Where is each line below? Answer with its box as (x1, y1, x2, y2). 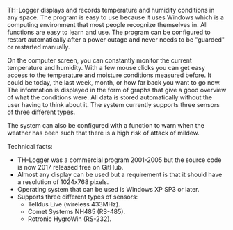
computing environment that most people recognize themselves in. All (7, 21, 208, 28)
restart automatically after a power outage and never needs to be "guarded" (7, 35, 225, 44)
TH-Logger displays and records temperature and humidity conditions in (7, 6, 215, 14)
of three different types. (7, 108, 76, 116)
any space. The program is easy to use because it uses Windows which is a (7, 13, 225, 22)
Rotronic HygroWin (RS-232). (27, 215, 112, 223)
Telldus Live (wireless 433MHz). (27, 200, 120, 208)
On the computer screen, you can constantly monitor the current (7, 56, 193, 65)
